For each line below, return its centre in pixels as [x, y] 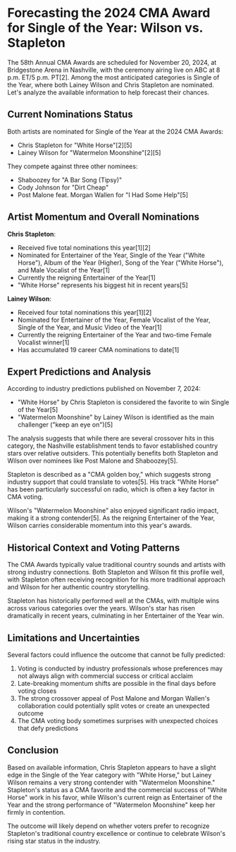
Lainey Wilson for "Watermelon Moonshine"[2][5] [89, 152]
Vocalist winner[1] [43, 342]
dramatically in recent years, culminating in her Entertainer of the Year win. [116, 616]
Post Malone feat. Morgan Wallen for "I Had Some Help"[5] [103, 194]
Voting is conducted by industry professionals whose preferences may [120, 668]
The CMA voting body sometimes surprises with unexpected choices [118, 721]
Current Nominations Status [70, 114]
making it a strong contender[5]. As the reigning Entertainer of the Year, [111, 518]
